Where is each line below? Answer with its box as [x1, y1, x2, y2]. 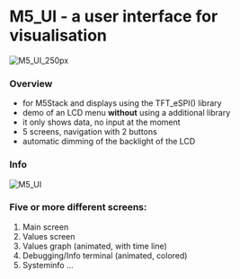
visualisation [9, 25, 108, 46]
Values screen [22, 231, 76, 241]
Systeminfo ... [22, 259, 74, 270]
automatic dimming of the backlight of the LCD [22, 136, 196, 147]
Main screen [22, 222, 69, 232]
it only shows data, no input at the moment [22, 117, 182, 127]
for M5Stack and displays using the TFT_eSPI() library [22, 98, 222, 109]
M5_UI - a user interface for [9, 6, 218, 27]
